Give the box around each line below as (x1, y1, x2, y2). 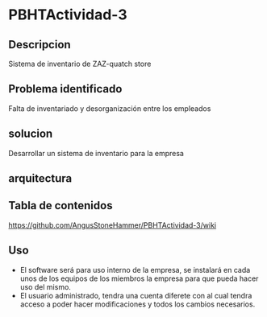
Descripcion (8, 38, 71, 51)
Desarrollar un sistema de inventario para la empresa (8, 148, 184, 158)
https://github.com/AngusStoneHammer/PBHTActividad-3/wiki (8, 220, 216, 230)
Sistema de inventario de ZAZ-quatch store (8, 59, 152, 68)
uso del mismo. (19, 282, 71, 291)
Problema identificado (8, 82, 123, 96)
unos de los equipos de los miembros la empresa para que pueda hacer (19, 274, 259, 283)
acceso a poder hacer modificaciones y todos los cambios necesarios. (19, 299, 256, 309)
